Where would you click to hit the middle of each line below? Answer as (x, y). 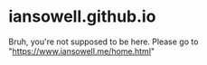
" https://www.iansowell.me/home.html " (82, 51)
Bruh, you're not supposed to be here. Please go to (103, 42)
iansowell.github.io (82, 17)
